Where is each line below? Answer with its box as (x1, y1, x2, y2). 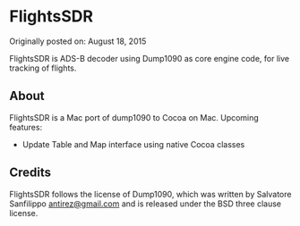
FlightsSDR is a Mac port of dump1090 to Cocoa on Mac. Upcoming (9, 112, 260, 122)
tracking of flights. (9, 63, 77, 73)
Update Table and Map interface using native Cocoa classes (21, 138, 245, 149)
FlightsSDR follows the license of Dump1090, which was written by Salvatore (9, 188, 292, 199)
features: (9, 121, 43, 132)
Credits (9, 165, 52, 180)
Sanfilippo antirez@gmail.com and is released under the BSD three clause (9, 198, 282, 209)
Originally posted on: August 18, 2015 (9, 36, 147, 46)
